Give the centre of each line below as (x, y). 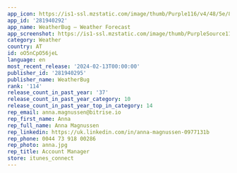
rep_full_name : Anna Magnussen (53, 125)
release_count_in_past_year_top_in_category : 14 (80, 106)
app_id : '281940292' (38, 20)
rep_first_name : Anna (39, 119)
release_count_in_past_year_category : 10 (69, 100)
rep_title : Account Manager (49, 152)
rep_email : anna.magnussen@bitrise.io (64, 112)
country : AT (25, 47)
